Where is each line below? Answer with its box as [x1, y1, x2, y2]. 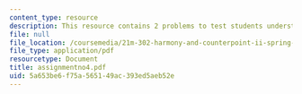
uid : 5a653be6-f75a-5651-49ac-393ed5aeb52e [9, 72, 175, 81]
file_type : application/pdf [9, 47, 115, 56]
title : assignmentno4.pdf [9, 64, 106, 73]
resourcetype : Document [9, 55, 99, 64]
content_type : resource [9, 13, 99, 22]
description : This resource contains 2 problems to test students [9, 21, 263, 30]
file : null [9, 30, 50, 38]
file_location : [9, 38, 67, 47]
